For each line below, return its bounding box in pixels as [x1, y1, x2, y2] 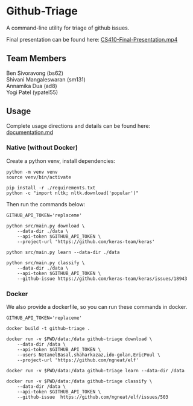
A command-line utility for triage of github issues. [6, 24, 130, 31]
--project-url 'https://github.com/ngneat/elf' [17, 357, 139, 363]
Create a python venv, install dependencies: [6, 157, 116, 164]
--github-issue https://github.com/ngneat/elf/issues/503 [17, 394, 169, 401]
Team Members [6, 53, 66, 64]
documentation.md [6, 128, 53, 136]
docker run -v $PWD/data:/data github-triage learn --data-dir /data [6, 368, 185, 374]
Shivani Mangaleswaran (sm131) [6, 75, 86, 83]
